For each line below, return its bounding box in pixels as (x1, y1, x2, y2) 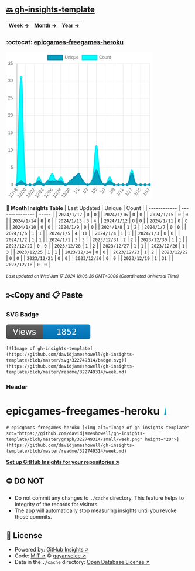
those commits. (14, 513, 52, 520)
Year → (61, 22, 80, 29)
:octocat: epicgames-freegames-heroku (6, 38, 124, 46)
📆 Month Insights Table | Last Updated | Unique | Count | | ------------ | (6, 205, 180, 212)
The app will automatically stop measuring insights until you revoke (14, 507, 177, 514)
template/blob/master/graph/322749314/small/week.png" (6, 436, 143, 442)
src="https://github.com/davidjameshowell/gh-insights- (6, 430, 145, 436)
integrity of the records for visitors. (14, 501, 100, 508)
